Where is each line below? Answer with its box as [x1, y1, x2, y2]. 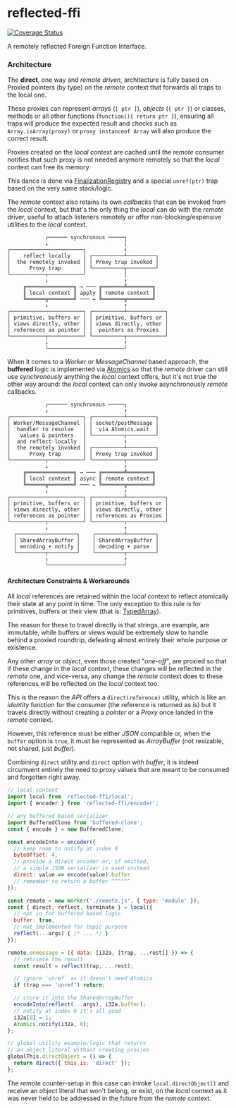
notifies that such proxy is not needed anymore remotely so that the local [7, 155, 220, 164]
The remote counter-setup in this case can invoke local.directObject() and [7, 1078, 229, 1088]
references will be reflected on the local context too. [7, 680, 160, 688]
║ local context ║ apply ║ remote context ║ [23, 289, 156, 297]
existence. [7, 644, 37, 652]
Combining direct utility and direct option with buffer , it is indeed [7, 758, 199, 766]
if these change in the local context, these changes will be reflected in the [7, 665, 222, 673]
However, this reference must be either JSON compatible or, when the [7, 729, 211, 738]
